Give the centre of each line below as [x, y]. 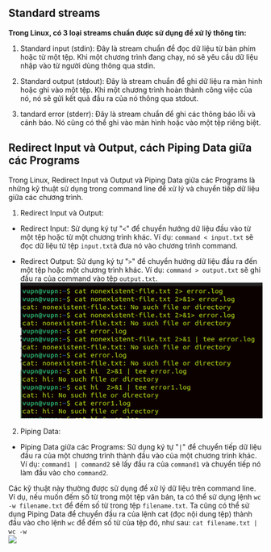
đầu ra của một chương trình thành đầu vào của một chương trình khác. [138, 456]
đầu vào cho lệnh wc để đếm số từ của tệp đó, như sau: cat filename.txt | [133, 523]
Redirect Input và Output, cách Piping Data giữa [130, 148]
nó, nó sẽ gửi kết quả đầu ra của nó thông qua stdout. [109, 98]
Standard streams [54, 13]
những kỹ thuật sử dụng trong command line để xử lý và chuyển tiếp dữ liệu [134, 188]
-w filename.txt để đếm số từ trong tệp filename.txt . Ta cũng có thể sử [129, 506]
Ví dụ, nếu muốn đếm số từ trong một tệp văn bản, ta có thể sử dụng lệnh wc [135, 497]
